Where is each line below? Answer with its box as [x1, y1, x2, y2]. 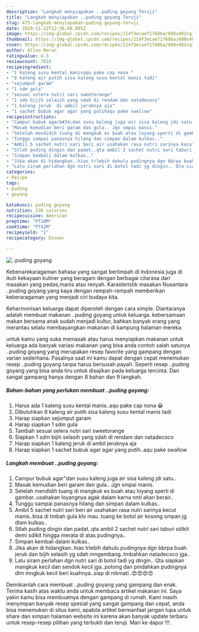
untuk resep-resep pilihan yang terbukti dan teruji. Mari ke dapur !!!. [6, 619, 172, 626]
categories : [6, 169, 36, 175]
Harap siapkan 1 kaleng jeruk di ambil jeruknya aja [14, 439, 137, 447]
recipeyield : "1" [6, 229, 49, 235]
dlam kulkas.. [14, 518, 47, 526]
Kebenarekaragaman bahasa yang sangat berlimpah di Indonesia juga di [6, 268, 182, 275]
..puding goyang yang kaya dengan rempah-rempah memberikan [6, 287, 165, 294]
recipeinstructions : [6, 114, 57, 120]
